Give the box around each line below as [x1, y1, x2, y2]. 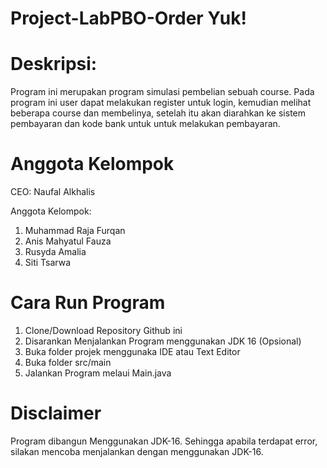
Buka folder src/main [24, 357, 112, 368]
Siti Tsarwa [24, 257, 72, 269]
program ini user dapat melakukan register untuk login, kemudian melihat [10, 97, 312, 109]
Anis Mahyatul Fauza [24, 235, 112, 247]
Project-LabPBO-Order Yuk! [10, 7, 247, 30]
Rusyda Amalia [24, 246, 87, 258]
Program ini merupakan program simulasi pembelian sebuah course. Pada [10, 86, 315, 98]
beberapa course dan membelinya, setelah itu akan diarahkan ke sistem [10, 107, 307, 119]
